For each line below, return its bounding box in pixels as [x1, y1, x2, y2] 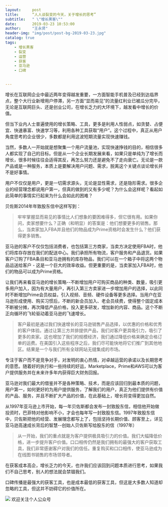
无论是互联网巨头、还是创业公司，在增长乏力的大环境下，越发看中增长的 [5, 104, 154, 110]
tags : [5, 40, 16, 45]
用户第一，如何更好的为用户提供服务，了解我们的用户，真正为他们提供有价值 [5, 386, 163, 392]
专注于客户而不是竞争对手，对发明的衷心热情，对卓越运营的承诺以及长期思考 [5, 357, 163, 363]
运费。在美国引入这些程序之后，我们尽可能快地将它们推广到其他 [26, 340, 158, 346]
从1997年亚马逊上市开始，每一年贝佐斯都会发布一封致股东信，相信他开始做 [5, 403, 159, 409]
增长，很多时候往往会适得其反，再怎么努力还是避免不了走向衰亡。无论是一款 [5, 157, 163, 163]
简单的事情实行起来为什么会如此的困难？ [9, 192, 93, 198]
